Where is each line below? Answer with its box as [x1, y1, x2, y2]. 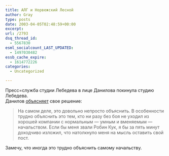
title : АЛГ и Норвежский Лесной [5, 7, 74, 13]
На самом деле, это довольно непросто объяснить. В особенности [17, 108, 164, 114]
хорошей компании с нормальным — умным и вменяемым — [17, 119, 153, 124]
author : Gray [5, 12, 33, 17]
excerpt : [5, 26, 24, 32]
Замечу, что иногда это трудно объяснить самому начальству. [5, 145, 142, 150]
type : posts [5, 17, 30, 22]
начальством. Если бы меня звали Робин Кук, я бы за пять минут [17, 124, 160, 130]
